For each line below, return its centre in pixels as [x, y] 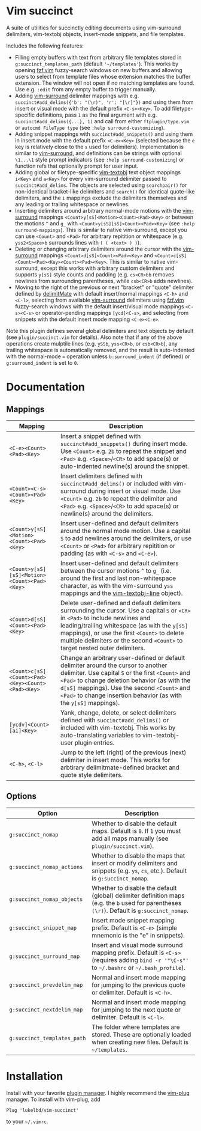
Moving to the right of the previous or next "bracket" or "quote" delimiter [104, 287]
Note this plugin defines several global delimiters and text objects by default [100, 331]
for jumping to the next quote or [136, 1010]
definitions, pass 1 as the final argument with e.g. [96, 115]
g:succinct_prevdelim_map [46, 985]
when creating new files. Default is [140, 1042]
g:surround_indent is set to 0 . [42, 362]
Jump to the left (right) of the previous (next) [124, 752]
